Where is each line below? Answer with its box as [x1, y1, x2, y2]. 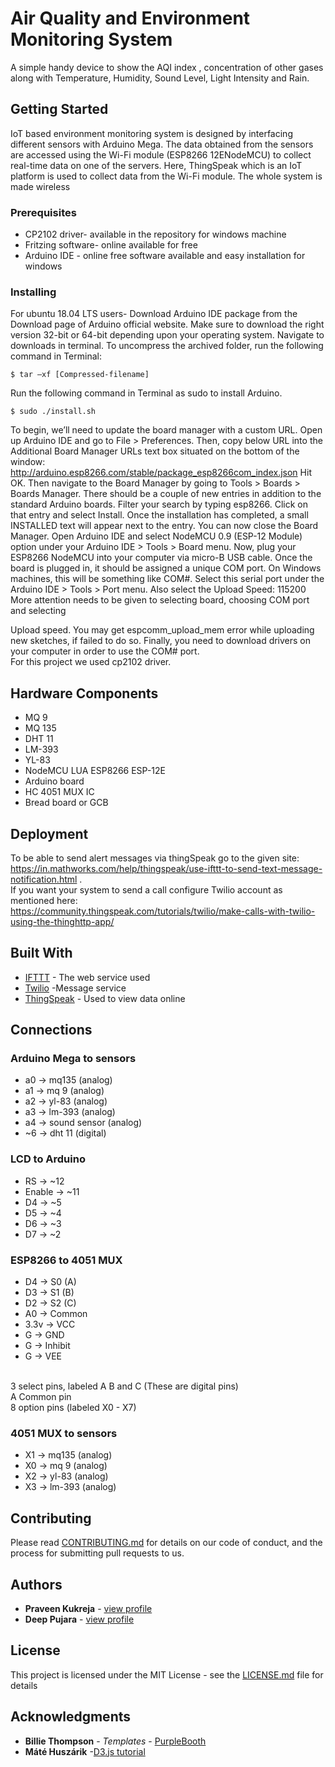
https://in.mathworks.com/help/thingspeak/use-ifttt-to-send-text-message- [10, 862, 323, 874]
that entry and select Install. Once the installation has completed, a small [10, 509, 309, 521]
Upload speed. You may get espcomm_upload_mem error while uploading [10, 624, 315, 636]
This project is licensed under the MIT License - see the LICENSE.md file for [10, 1668, 324, 1681]
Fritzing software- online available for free [24, 239, 198, 251]
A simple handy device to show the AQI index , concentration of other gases [10, 61, 324, 73]
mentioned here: [10, 894, 78, 906]
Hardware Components [10, 685, 159, 702]
